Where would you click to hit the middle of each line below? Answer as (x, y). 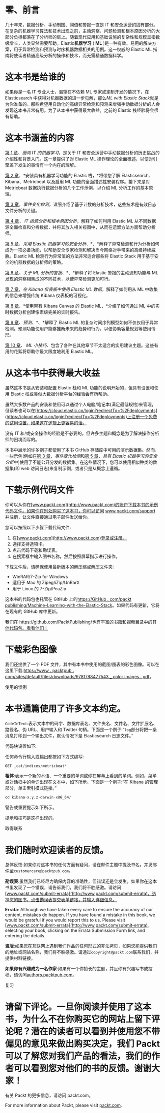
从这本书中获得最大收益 (53, 373)
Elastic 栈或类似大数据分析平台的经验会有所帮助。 (61, 394)
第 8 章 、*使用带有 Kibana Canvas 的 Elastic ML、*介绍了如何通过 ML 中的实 (82, 306)
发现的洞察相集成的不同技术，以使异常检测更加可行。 (59, 279)
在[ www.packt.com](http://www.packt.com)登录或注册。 (69, 538)
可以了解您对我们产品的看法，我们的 (78, 1056)
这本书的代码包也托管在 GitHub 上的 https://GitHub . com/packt (68, 599)
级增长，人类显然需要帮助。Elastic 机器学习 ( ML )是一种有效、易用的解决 (79, 43)
